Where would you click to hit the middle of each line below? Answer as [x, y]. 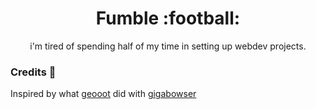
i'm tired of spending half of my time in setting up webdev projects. [168, 46]
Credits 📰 [33, 72]
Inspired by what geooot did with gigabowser [103, 94]
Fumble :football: [168, 18]
